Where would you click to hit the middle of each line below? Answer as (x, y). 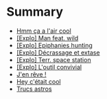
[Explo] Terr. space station (53, 59)
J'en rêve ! (31, 74)
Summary (35, 12)
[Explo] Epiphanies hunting (55, 45)
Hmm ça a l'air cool (44, 31)
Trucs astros (34, 89)
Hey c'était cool (38, 81)
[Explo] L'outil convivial (49, 67)
